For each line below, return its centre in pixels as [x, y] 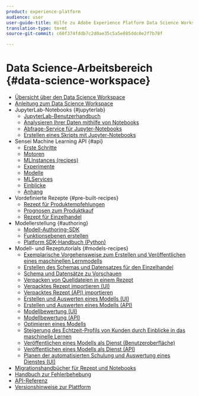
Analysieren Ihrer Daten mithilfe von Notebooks [81, 123]
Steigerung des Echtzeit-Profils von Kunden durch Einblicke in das [104, 330]
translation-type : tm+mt [37, 28]
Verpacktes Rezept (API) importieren [68, 293]
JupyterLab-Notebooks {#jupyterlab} [60, 110]
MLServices [38, 179]
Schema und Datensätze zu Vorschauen [73, 274]
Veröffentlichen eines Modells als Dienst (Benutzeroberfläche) [99, 343]
